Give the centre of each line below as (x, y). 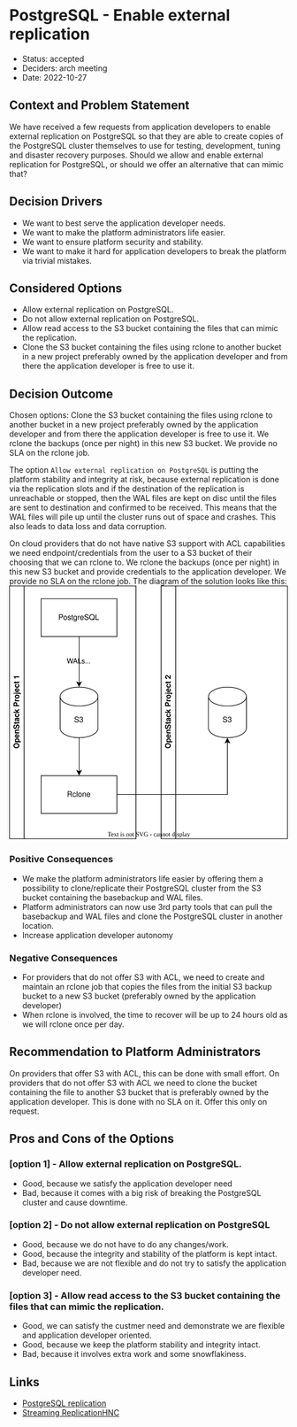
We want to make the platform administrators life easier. (123, 232)
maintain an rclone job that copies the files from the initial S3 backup (147, 987)
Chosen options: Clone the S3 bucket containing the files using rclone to (141, 415)
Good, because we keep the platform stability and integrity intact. (141, 1345)
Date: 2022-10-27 (54, 77)
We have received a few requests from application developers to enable (140, 127)
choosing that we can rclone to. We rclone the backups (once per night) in (145, 562)
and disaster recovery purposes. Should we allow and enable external (136, 155)
